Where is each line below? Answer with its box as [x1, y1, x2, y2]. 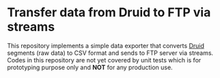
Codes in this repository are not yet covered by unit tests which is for [7, 56, 202, 64]
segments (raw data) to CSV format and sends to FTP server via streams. [7, 49, 214, 57]
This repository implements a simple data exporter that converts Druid [7, 41, 205, 50]
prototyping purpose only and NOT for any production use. [7, 63, 173, 71]
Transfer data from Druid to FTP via [7, 5, 211, 20]
